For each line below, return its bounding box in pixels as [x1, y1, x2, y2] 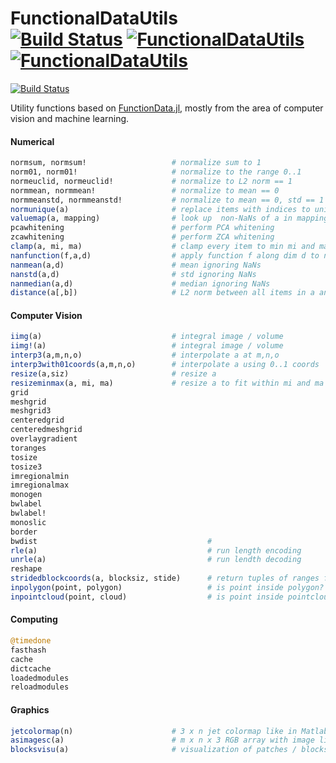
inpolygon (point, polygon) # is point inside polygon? [10, 583, 325, 593]
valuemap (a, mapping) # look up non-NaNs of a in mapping [10, 213, 329, 224]
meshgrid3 [10, 406, 52, 416]
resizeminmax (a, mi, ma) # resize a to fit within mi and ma [10, 378, 325, 388]
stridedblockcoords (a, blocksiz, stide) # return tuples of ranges [10, 573, 320, 584]
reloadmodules [10, 682, 70, 692]
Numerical [10, 135, 55, 147]
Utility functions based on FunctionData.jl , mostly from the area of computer [10, 102, 324, 114]
